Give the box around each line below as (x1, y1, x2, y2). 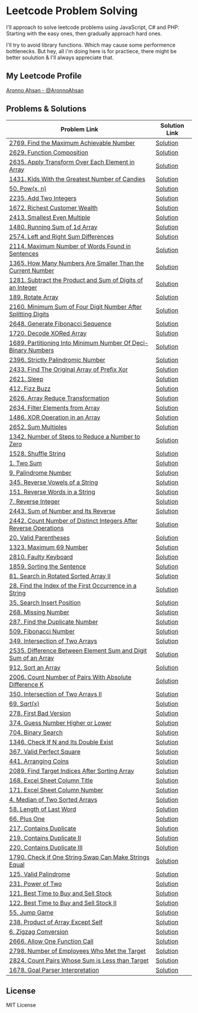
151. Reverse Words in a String (9, 488, 95, 496)
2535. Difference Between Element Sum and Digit (9, 646, 147, 655)
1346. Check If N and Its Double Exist (9, 738, 114, 746)
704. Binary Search (9, 728, 63, 736)
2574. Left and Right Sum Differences (9, 232, 114, 240)
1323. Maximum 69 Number (9, 543, 88, 551)
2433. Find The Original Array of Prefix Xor (9, 365, 128, 373)
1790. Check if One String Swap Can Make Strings (9, 853, 150, 861)
